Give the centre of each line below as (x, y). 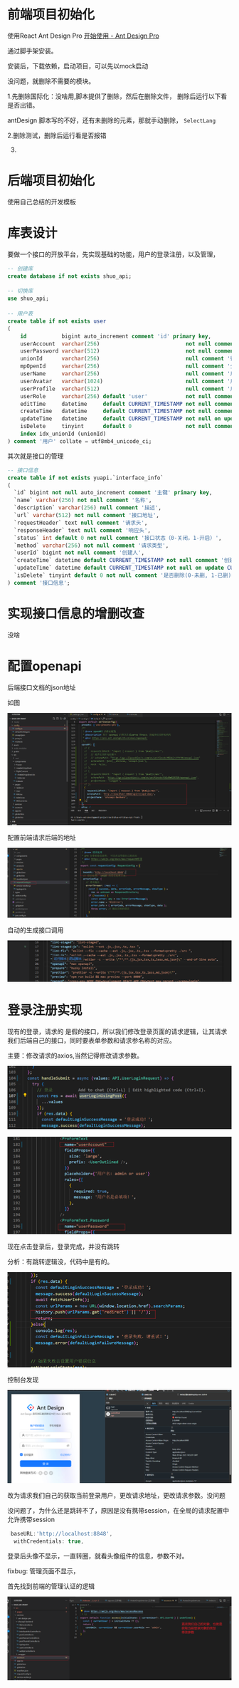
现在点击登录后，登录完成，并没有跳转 (63, 1246)
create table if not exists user (57, 321)
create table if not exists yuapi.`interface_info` (85, 478)
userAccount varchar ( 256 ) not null (116, 344)
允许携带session (31, 1520)
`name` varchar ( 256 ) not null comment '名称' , (83, 500)
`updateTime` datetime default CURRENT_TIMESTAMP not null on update (119, 568)
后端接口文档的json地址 (42, 687)
